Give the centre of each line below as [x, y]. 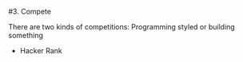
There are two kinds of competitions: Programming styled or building [122, 27]
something [26, 35]
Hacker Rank [41, 50]
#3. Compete [30, 12]
